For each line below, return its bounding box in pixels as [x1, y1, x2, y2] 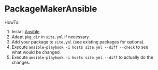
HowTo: [4, 19, 20, 25]
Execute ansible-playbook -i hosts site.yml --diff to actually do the [11, 54, 153, 60]
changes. [11, 59, 30, 65]
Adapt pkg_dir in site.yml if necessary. [11, 34, 90, 40]
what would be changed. [11, 49, 61, 55]
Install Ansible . [11, 28, 41, 34]
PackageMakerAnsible [4, 3, 97, 14]
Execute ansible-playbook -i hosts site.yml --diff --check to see [11, 44, 148, 50]
